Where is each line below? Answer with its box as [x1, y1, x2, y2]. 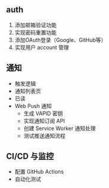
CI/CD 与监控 [6, 152, 54, 162]
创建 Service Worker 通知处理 [23, 125, 96, 132]
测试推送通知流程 [23, 132, 66, 139]
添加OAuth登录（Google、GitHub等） [14, 36, 107, 44]
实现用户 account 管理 [14, 44, 69, 51]
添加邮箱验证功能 [14, 21, 57, 29]
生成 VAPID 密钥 [23, 110, 63, 117]
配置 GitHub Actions [14, 168, 64, 175]
